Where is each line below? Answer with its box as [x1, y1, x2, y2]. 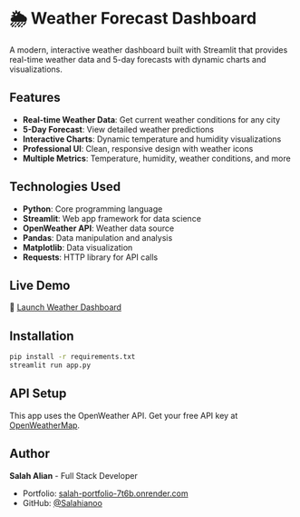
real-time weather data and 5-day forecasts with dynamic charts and [9, 54, 266, 65]
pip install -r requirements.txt [9, 353, 136, 362]
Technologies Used [9, 179, 121, 194]
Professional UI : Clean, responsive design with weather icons [22, 143, 254, 154]
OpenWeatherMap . [9, 420, 80, 431]
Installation [9, 328, 74, 343]
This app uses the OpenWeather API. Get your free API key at [9, 410, 238, 421]
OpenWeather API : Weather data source [22, 223, 175, 234]
